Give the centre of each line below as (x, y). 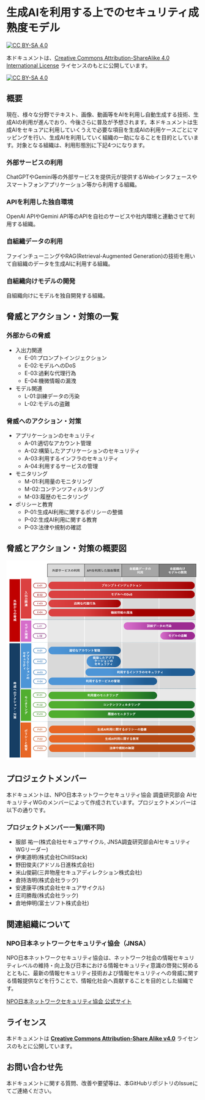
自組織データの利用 (35, 241)
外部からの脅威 (28, 335)
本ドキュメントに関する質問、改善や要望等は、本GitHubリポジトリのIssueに (102, 1083)
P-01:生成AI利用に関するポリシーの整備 (74, 512)
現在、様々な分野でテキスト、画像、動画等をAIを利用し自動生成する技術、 (100, 114)
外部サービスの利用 (35, 162)
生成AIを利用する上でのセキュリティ (97, 13)
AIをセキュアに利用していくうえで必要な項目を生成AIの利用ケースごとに (102, 130)
